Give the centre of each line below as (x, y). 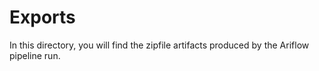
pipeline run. (35, 55)
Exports (42, 17)
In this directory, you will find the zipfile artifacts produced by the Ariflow (159, 45)
